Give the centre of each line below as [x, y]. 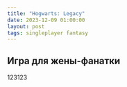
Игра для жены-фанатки [64, 60]
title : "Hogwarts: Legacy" [46, 13]
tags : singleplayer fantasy [48, 33]
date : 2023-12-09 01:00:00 [46, 20]
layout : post [26, 26]
